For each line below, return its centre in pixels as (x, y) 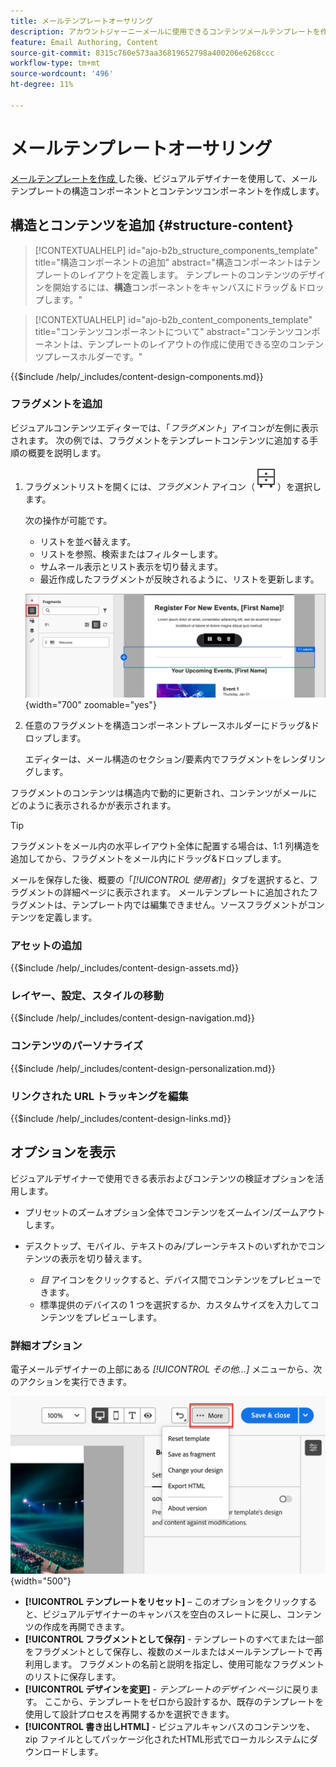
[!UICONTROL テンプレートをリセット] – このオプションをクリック (162, 1601)
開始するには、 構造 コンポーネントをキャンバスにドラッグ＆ (175, 287)
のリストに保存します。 (73, 1676)
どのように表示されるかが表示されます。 (93, 805)
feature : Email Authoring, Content (84, 42)
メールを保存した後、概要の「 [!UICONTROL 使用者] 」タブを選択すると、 (160, 879)
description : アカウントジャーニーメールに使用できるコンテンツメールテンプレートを (165, 31)
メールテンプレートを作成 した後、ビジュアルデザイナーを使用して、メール (164, 178)
